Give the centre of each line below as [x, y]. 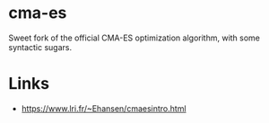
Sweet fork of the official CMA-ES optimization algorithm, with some [134, 38]
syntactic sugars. [40, 47]
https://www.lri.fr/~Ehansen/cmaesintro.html [104, 108]
